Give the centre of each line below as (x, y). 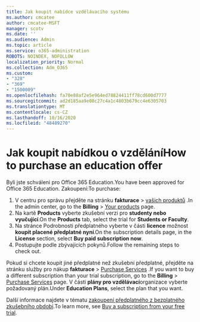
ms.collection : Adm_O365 (37, 67)
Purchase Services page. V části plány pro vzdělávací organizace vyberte (97, 282)
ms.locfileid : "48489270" (38, 124)
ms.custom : (20, 73)
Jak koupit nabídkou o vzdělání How (96, 153)
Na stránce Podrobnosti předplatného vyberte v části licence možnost (101, 226)
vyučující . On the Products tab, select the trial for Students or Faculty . (102, 219)
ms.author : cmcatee (30, 17)
